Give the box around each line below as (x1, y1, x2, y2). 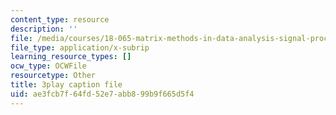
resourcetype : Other (10, 71, 97, 81)
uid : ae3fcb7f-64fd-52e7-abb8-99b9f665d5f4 (10, 89, 195, 99)
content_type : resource (10, 14, 110, 25)
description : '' (10, 24, 78, 34)
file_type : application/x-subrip (10, 42, 150, 53)
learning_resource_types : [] (10, 52, 132, 62)
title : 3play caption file (10, 80, 123, 90)
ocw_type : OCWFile (10, 61, 87, 71)
